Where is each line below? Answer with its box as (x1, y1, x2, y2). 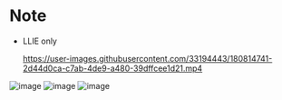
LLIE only (22, 35, 57, 46)
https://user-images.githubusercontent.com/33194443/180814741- (22, 53, 273, 64)
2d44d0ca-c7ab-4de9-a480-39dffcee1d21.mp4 (22, 63, 203, 74)
